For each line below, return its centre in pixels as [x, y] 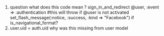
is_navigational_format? [34, 23]
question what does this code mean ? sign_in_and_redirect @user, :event [84, 7]
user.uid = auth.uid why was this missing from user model [69, 28]
